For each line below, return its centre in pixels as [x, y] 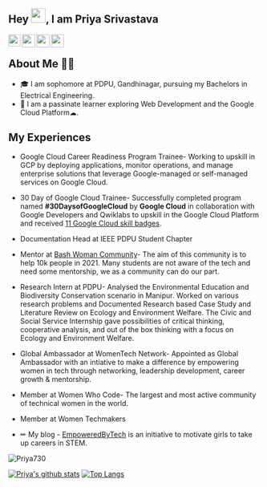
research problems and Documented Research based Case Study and [135, 304]
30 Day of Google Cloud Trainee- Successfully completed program [131, 198]
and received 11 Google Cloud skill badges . [91, 223]
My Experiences [50, 138]
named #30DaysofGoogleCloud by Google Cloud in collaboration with [137, 206]
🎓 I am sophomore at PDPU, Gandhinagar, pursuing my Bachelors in [133, 83]
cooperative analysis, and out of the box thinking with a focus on [127, 330]
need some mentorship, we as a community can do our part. [119, 272]
